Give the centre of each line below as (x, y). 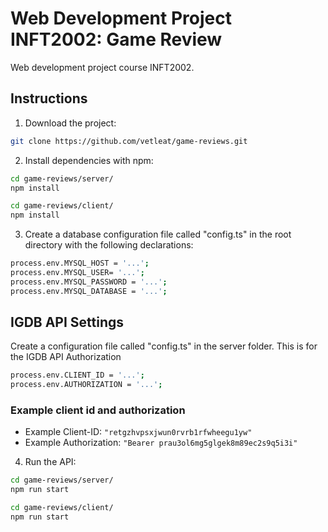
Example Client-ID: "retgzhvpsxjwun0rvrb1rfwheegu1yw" (138, 432)
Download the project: (70, 123)
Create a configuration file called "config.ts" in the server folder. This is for (164, 346)
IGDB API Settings (67, 322)
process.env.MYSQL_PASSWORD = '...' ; (89, 282)
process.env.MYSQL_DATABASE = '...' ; (89, 291)
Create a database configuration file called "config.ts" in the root (158, 234)
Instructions (49, 98)
